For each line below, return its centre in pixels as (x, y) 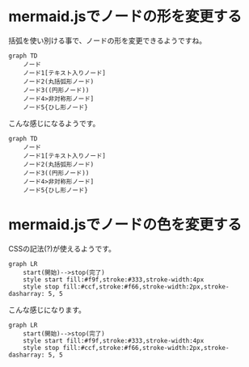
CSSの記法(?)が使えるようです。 (62, 248)
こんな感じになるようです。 (54, 123)
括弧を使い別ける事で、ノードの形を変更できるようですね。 (108, 40)
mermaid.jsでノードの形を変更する (125, 17)
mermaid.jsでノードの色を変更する (125, 225)
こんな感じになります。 (47, 310)
